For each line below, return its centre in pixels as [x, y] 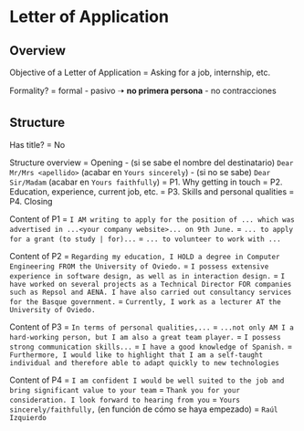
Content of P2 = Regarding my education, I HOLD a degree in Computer [145, 256]
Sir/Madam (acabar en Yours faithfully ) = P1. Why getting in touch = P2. [146, 182]
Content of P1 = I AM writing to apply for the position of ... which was [152, 219]
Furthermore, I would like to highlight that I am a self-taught [136, 355]
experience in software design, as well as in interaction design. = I [147, 275]
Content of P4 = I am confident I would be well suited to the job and [147, 380]
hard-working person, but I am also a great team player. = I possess [145, 336]
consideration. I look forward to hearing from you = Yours [125, 399]
